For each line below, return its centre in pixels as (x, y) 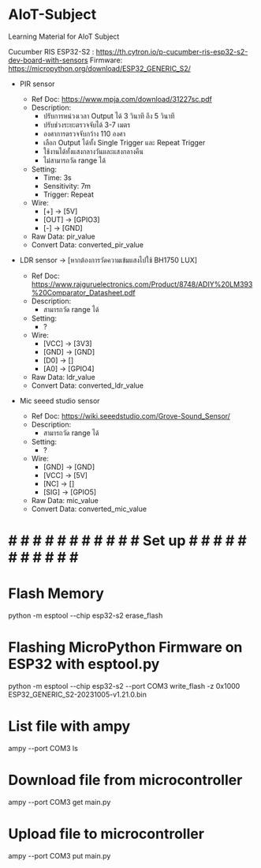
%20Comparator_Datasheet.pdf (83, 292)
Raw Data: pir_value (63, 236)
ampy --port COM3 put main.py (60, 855)
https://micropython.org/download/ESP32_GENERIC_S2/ (100, 68)
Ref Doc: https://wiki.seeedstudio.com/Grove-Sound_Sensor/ (131, 415)
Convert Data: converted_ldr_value (88, 385)
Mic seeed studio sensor (60, 400)
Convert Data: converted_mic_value (89, 509)
